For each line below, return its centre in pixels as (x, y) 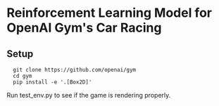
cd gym (23, 76)
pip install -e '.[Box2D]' (52, 82)
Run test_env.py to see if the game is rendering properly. (89, 95)
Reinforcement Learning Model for (109, 13)
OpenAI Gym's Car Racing (84, 28)
